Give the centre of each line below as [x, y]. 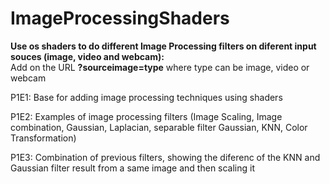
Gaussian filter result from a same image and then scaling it [133, 168]
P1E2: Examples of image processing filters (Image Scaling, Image [146, 116]
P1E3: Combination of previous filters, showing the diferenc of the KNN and [165, 157]
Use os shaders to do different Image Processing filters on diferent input [163, 46]
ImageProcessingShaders [120, 18]
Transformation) [43, 138]
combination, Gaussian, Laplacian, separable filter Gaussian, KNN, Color [159, 127]
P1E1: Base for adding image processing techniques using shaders [146, 97]
